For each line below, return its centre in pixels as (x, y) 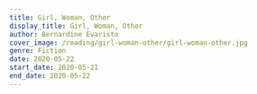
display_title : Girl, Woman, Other (76, 26)
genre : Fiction (38, 51)
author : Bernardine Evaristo (64, 34)
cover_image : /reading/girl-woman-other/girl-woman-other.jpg (128, 43)
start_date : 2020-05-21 (54, 68)
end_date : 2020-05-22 (50, 76)
